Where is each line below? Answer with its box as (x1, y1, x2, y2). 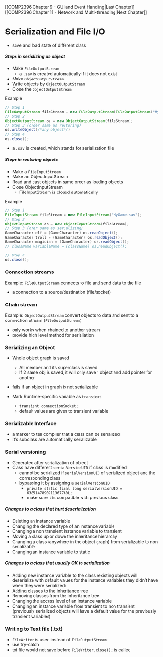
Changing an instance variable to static (12, 549, 91, 555)
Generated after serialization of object (12, 459, 88, 465)
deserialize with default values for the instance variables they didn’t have (12, 577, 158, 583)
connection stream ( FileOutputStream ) (5, 318, 81, 323)
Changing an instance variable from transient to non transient (12, 603, 135, 609)
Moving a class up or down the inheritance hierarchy (12, 533, 117, 539)
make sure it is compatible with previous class (26, 495, 119, 500)
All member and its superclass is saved (19, 365, 98, 370)
